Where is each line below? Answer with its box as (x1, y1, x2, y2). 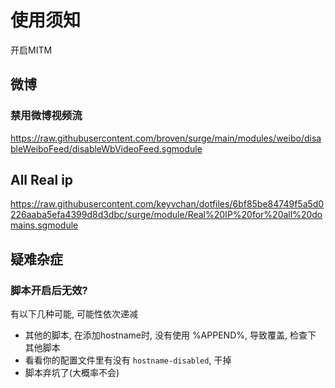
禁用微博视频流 (10, 109, 83, 123)
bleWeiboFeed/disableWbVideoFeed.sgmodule (10, 142, 203, 155)
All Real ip (10, 172, 74, 189)
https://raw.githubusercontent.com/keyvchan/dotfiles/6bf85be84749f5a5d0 (10, 198, 325, 210)
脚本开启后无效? (10, 283, 88, 297)
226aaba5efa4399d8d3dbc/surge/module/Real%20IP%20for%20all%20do (10, 209, 323, 221)
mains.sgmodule (10, 219, 79, 231)
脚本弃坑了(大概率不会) (24, 367, 120, 379)
